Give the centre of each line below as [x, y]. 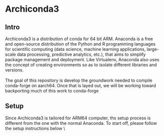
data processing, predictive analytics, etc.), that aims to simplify [81, 54]
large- [153, 49]
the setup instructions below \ [35, 128]
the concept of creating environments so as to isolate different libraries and [81, 65]
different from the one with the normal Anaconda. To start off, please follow [81, 123]
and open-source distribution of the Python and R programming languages [80, 44]
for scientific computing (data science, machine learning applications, [75, 49]
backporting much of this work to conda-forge [52, 91]
